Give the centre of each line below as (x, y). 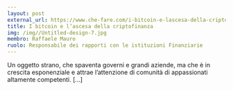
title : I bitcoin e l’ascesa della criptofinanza (80, 26)
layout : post (26, 13)
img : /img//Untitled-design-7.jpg (57, 33)
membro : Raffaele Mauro (42, 39)
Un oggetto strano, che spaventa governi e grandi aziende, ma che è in (109, 65)
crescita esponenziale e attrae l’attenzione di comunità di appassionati (107, 72)
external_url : (28, 20)
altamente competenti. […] (45, 79)
